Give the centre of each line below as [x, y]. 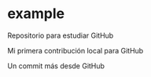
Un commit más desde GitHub [56, 66]
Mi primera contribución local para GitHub [75, 50]
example [36, 14]
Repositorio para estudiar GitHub [61, 35]
